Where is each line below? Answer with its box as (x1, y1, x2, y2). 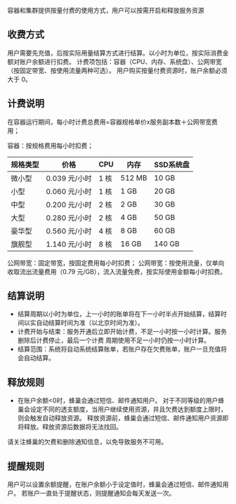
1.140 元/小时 (46, 239, 92, 249)
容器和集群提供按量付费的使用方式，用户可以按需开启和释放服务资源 (7, 6, 204, 14)
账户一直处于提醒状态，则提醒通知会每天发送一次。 (27, 489, 176, 498)
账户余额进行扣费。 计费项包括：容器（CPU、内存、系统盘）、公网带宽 (19, 57, 223, 65)
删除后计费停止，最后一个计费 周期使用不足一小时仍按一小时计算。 (17, 336, 211, 344)
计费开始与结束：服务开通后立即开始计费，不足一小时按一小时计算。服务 (17, 328, 227, 336)
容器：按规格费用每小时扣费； (7, 141, 93, 150)
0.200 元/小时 (46, 200, 92, 209)
